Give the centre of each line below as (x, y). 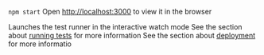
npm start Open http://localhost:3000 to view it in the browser (110, 12)
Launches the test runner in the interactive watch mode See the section (125, 27)
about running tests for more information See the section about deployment (132, 35)
